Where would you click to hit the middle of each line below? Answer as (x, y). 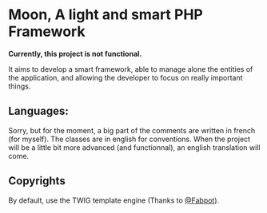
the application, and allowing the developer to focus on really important (126, 77)
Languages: (39, 111)
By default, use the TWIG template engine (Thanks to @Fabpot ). (114, 200)
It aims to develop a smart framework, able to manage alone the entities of (131, 69)
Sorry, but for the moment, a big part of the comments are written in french (132, 130)
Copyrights (37, 181)
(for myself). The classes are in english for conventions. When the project (129, 139)
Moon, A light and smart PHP (106, 15)
